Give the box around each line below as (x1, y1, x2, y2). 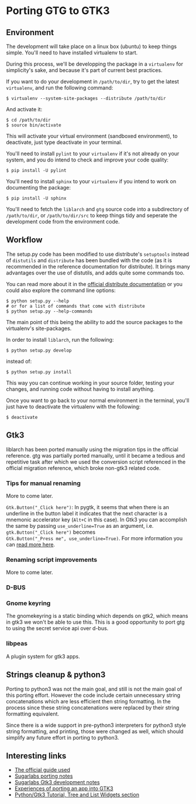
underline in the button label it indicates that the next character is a (6, 510, 168, 517)
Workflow (6, 235, 43, 245)
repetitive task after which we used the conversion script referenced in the (6, 458, 186, 465)
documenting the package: (6, 184, 71, 191)
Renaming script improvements (6, 555, 98, 564)
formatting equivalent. (6, 710, 60, 717)
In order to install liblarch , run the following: (6, 336, 114, 343)
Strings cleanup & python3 (6, 670, 106, 680)
